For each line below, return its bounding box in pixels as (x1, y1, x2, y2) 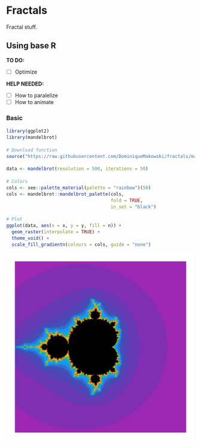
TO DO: (6, 56, 25, 63)
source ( (6, 153, 26, 159)
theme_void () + (11, 236, 50, 242)
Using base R (6, 41, 56, 51)
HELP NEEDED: (6, 80, 44, 87)
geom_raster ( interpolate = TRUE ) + (11, 229, 100, 235)
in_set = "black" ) (110, 204, 157, 210)
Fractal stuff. (6, 23, 38, 30)
